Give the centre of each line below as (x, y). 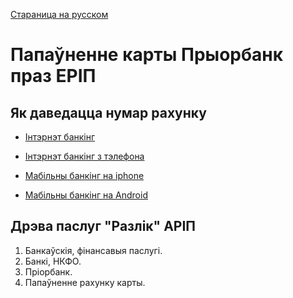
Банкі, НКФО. (53, 261)
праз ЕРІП (53, 76)
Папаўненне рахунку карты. (85, 282)
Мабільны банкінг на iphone (84, 175)
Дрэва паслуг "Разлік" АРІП (103, 226)
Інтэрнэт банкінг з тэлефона (84, 156)
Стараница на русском (59, 14)
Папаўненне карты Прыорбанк (147, 55)
